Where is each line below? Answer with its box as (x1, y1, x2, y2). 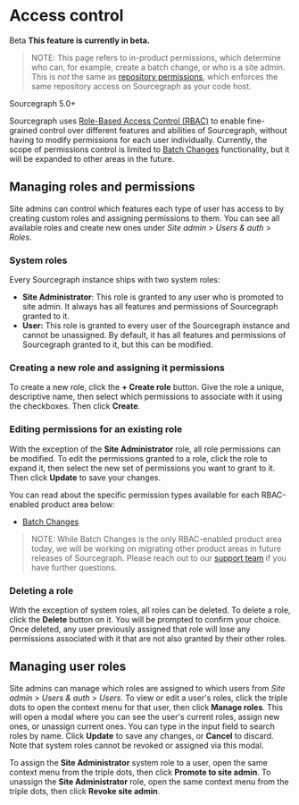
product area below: (40, 498, 116, 510)
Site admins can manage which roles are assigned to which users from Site (9, 682, 286, 693)
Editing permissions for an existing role (9, 423, 183, 436)
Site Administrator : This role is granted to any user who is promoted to (21, 292, 284, 302)
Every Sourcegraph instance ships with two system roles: (9, 275, 220, 285)
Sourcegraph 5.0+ (9, 97, 77, 108)
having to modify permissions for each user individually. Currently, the (9, 134, 268, 145)
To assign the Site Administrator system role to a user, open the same (9, 757, 268, 767)
